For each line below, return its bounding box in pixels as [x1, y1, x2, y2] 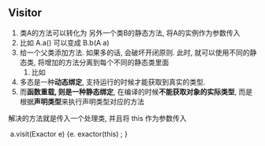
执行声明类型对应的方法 [68, 97, 144, 106]
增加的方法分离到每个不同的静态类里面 [44, 57, 170, 67]
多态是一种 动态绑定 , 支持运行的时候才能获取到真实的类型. [19, 77, 206, 86]
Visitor [8, 6, 42, 20]
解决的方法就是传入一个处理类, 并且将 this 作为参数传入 [8, 113, 187, 122]
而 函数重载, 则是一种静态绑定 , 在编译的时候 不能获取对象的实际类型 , [19, 86, 237, 97]
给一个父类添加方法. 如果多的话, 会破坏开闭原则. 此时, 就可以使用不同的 [19, 47, 250, 57]
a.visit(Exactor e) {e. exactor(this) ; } [9, 129, 128, 138]
